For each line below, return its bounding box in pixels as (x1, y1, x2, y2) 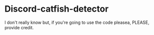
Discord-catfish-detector (4, 3, 109, 15)
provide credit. (4, 24, 34, 30)
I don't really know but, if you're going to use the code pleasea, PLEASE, (4, 19, 150, 25)
